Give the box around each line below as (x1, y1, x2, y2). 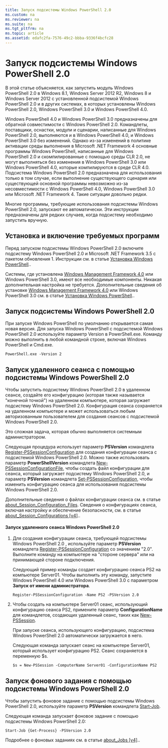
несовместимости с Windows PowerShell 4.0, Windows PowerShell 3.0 (5, 185, 155, 192)
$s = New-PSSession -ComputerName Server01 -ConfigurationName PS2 (12, 663, 157, 668)
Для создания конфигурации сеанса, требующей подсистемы (12, 535, 147, 541)
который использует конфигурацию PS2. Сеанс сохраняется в (12, 647, 147, 654)
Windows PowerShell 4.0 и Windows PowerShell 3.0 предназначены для (5, 116, 157, 122)
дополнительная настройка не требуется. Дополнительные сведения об (5, 281, 162, 288)
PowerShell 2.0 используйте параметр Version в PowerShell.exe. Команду (5, 331, 162, 337)
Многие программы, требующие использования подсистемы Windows (5, 201, 158, 207)
